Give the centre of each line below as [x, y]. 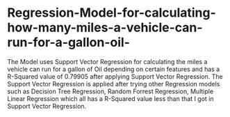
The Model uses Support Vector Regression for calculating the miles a [107, 61]
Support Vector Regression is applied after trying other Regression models [114, 84]
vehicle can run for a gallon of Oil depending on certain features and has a [114, 69]
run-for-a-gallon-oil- [69, 42]
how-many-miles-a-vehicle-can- [105, 28]
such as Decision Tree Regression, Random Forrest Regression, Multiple [110, 91]
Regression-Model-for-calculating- [112, 13]
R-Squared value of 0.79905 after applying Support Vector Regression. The [115, 76]
